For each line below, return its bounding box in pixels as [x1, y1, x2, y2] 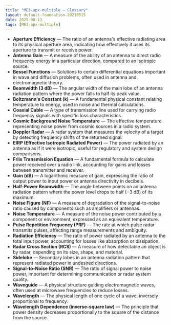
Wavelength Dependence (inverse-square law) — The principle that [12, 304, 159, 310]
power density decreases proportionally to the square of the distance [12, 309, 159, 315]
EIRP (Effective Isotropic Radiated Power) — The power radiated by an [12, 140, 164, 146]
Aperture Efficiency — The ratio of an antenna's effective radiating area [12, 36, 165, 42]
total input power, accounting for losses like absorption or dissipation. [12, 238, 160, 244]
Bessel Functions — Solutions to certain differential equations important [12, 69, 165, 75]
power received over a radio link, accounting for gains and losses [12, 161, 151, 168]
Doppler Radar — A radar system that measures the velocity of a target [12, 129, 164, 135]
